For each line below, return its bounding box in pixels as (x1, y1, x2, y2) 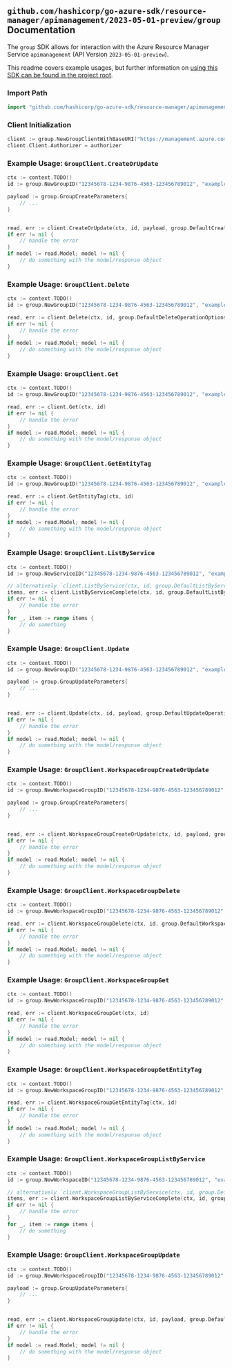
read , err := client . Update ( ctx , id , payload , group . (7, 710, 166, 717)
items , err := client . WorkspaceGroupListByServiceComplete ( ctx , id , (7, 1195, 209, 1202)
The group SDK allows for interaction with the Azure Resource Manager (7, 42, 209, 51)
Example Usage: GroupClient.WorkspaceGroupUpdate (7, 1250, 181, 1259)
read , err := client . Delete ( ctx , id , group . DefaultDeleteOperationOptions (7, 314, 227, 321)
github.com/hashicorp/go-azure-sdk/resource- (7, 6, 207, 17)
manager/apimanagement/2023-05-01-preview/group (7, 15, 221, 26)
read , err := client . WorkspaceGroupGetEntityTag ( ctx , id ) (7, 1099, 177, 1106)
